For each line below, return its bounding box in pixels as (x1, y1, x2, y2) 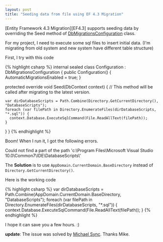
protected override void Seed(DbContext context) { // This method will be (5, 84, 153, 89)
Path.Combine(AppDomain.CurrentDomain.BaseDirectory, (5, 191, 121, 197)
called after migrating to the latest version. (5, 89, 91, 95)
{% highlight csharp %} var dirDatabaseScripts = (5, 186, 104, 192)
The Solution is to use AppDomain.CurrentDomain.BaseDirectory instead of (5, 162, 153, 168)
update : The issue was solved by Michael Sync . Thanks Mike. (5, 231, 130, 237)
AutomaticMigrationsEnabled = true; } (5, 74, 81, 80)
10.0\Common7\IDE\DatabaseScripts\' (5, 153, 81, 158)
